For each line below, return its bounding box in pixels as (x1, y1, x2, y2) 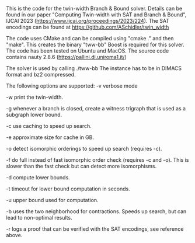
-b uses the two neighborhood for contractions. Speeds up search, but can (6, 208, 187, 215)
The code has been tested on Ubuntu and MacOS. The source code (6, 47, 169, 54)
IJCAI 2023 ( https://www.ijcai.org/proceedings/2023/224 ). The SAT (6, 18, 169, 24)
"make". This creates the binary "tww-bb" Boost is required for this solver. (6, 41, 184, 48)
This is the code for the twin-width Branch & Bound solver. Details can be (6, 5, 183, 12)
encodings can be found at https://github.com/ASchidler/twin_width (6, 23, 169, 30)
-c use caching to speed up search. (6, 123, 92, 129)
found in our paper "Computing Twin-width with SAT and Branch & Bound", (6, 11, 187, 18)
